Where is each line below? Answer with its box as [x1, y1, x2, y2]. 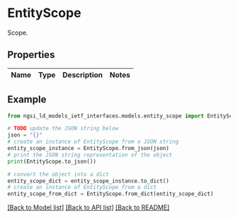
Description [62, 69, 103, 79]
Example [7, 93, 47, 105]
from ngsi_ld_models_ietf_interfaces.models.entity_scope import [7, 112, 204, 120]
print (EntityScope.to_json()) [7, 158, 97, 165]
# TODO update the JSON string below [7, 125, 119, 132]
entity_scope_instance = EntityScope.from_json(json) [7, 145, 170, 152]
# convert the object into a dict [7, 171, 110, 178]
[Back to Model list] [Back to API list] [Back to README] [7, 203, 170, 212]
